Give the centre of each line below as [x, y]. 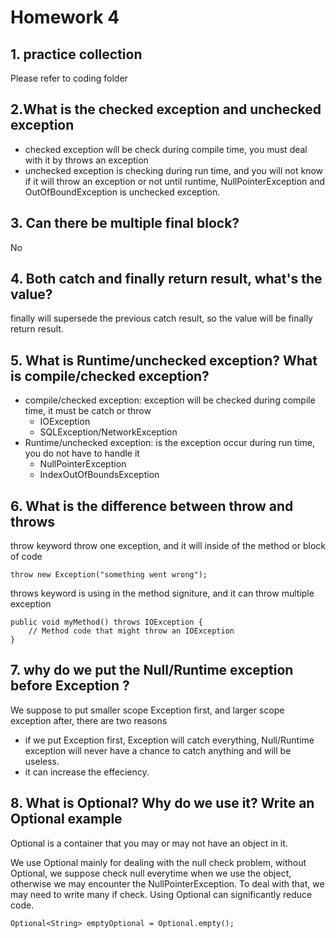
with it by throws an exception [86, 160]
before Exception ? [70, 686]
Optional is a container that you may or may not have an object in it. [149, 843]
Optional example [66, 819]
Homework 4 [65, 17]
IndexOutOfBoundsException [99, 475]
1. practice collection [76, 54]
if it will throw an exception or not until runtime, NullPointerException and [174, 181]
